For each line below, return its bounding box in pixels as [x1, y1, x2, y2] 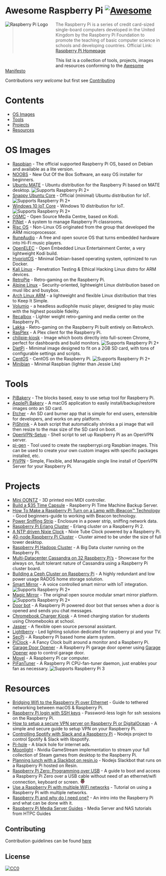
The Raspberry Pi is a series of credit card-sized [55, 21, 155, 27]
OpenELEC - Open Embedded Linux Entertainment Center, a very [12, 245, 145, 251]
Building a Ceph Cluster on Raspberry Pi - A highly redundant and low [12, 571, 155, 577]
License [5, 852, 30, 861]
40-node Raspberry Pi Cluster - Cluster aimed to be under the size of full [12, 533, 162, 540]
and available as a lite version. [12, 166, 74, 172]
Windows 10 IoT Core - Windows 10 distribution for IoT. [12, 203, 125, 209]
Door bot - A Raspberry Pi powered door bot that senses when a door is [12, 602, 160, 608]
